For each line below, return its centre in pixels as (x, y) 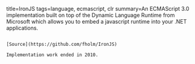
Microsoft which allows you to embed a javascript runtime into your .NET (97, 21)
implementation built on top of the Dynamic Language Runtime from (91, 15)
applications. (22, 28)
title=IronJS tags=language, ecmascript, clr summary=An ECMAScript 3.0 (98, 9)
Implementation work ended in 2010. (52, 55)
